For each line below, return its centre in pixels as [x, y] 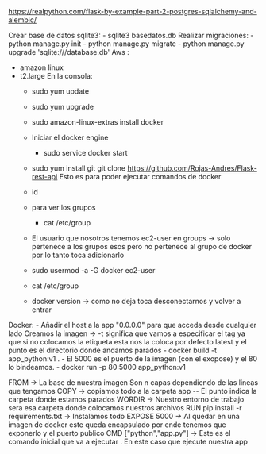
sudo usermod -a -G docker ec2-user [93, 270]
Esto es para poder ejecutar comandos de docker [140, 177]
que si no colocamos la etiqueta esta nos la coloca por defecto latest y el [128, 342]
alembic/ [23, 20]
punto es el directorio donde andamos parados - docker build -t [112, 350]
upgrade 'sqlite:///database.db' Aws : [69, 52]
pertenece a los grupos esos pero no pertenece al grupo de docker [142, 246]
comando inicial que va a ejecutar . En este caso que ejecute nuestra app [128, 441]
